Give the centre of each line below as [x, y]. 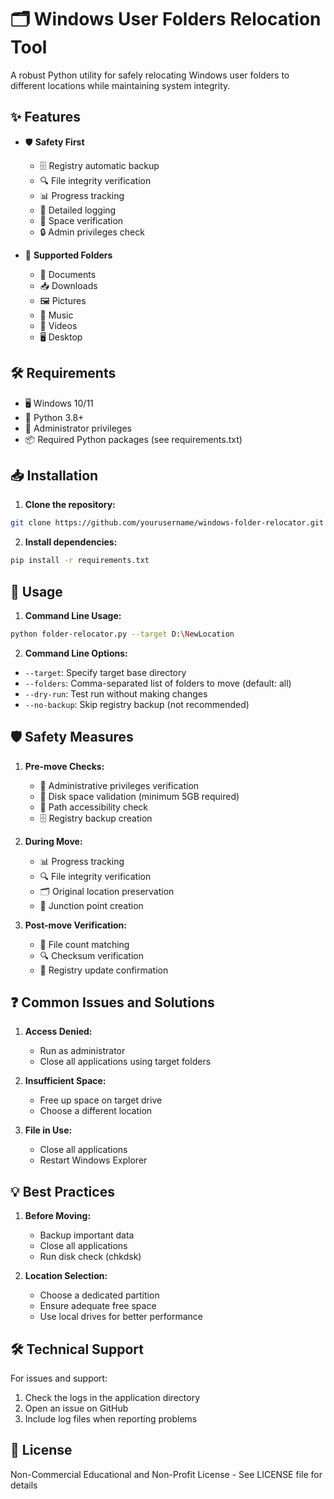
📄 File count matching [84, 944]
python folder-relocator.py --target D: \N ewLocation [122, 634]
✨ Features [45, 117]
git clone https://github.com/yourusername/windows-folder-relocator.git [167, 523]
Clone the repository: [70, 505]
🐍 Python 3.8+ [54, 417]
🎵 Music [56, 315]
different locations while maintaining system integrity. [120, 85]
